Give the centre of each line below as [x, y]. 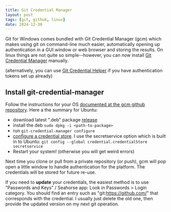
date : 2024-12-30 [24, 24]
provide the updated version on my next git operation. [62, 204]
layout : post [19, 15]
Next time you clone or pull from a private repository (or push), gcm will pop [86, 161]
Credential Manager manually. [37, 61]
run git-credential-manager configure [54, 131]
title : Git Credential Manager [39, 10]
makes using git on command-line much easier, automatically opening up [83, 45]
